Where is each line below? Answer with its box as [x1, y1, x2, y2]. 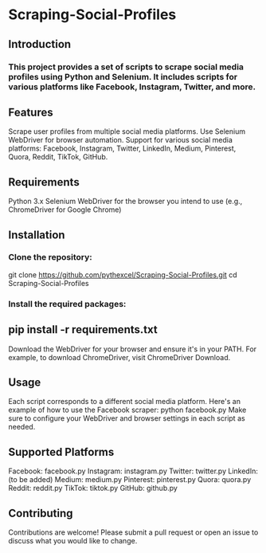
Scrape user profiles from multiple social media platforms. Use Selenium [8, 127, 245, 136]
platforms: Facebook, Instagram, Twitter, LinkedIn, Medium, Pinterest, [8, 143, 237, 153]
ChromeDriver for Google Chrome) [8, 205, 122, 214]
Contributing [8, 506, 73, 520]
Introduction [8, 37, 72, 51]
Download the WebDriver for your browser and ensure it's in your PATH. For [8, 344, 257, 354]
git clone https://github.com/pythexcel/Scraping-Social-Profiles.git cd [8, 269, 237, 280]
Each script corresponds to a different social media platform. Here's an [8, 397, 241, 406]
